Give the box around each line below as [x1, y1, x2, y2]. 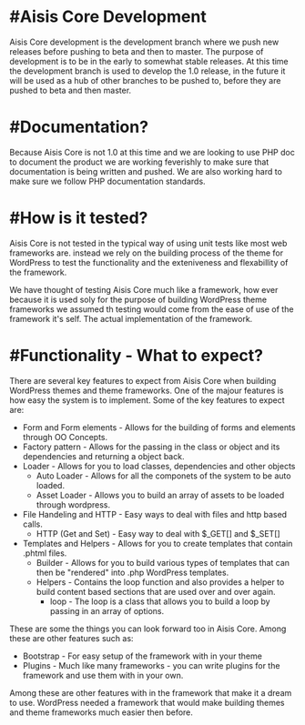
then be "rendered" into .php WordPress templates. [36, 567, 229, 578]
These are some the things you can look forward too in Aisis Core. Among [9, 623, 287, 634]
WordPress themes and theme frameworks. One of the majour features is [9, 385, 284, 396]
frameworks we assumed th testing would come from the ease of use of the [9, 303, 294, 315]
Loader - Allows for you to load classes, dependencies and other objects [22, 460, 296, 471]
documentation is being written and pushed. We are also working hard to [9, 166, 282, 176]
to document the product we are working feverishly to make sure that [9, 156, 269, 167]
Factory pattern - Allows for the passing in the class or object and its [22, 441, 280, 452]
